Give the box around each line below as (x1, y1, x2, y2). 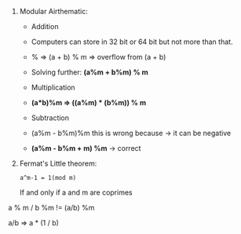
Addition (31, 22, 59, 31)
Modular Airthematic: (19, 7, 88, 16)
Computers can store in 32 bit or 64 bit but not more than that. (31, 37, 233, 46)
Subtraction (31, 113, 69, 122)
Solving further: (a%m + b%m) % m (31, 68, 148, 77)
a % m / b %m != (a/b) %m (8, 203, 95, 212)
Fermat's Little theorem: (19, 159, 97, 168)
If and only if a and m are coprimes (19, 188, 133, 197)
